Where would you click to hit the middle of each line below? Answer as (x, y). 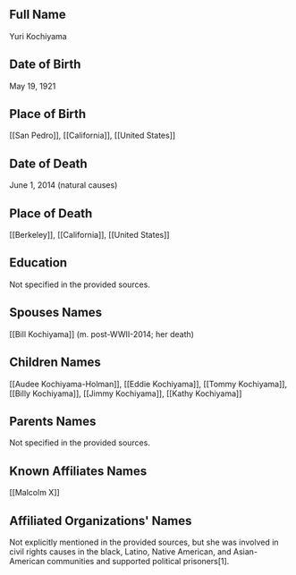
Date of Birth (45, 65)
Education (38, 263)
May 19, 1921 (33, 86)
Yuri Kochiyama (38, 36)
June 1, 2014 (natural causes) (63, 185)
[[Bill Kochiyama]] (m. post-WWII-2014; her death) (102, 334)
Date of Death (48, 163)
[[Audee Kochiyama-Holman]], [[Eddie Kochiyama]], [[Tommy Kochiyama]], (148, 384)
